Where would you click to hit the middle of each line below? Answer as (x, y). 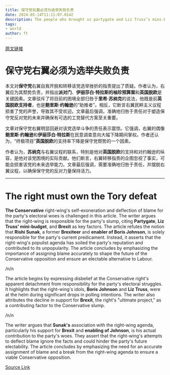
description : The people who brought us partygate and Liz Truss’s (78, 19)
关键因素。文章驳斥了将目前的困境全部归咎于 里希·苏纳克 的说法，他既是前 (81, 98)
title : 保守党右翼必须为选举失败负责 (40, 10)
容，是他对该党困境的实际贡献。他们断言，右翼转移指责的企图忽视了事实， (83, 158)
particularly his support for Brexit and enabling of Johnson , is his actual (81, 330)
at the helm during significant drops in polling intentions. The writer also (80, 294)
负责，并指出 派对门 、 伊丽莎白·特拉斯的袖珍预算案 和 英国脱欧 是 (97, 92)
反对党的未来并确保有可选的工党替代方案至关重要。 (67, 118)
